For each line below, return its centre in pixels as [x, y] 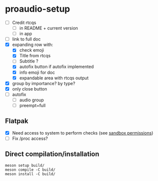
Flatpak [17, 121]
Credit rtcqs [24, 23]
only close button [30, 89]
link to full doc [26, 39]
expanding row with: [33, 45]
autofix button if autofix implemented [57, 67]
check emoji [32, 50]
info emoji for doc [37, 72]
